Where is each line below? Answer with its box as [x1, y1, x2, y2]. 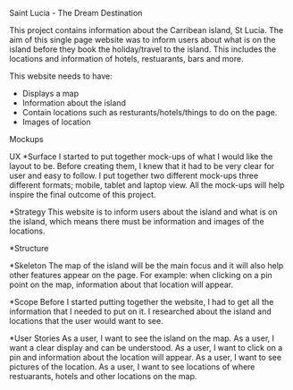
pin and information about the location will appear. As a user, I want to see [9, 352, 282, 362]
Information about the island [21, 97, 127, 108]
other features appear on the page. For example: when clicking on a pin [9, 270, 272, 280]
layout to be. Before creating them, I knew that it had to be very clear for [9, 161, 275, 171]
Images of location [21, 116, 91, 127]
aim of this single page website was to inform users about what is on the [9, 35, 276, 45]
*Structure [9, 243, 49, 253]
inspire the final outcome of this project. [9, 190, 156, 199]
